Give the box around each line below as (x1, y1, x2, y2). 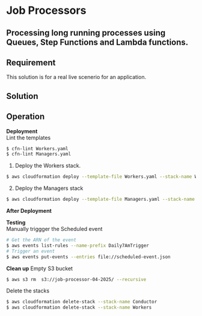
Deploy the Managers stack (14, 185, 84, 192)
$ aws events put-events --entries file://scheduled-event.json (6, 254, 171, 260)
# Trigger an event (6, 248, 55, 254)
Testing (6, 219, 26, 226)
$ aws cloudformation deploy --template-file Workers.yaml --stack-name (6, 174, 192, 180)
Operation (6, 112, 45, 122)
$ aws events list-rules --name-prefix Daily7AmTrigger (6, 242, 149, 248)
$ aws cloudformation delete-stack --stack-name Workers (6, 305, 152, 311)
